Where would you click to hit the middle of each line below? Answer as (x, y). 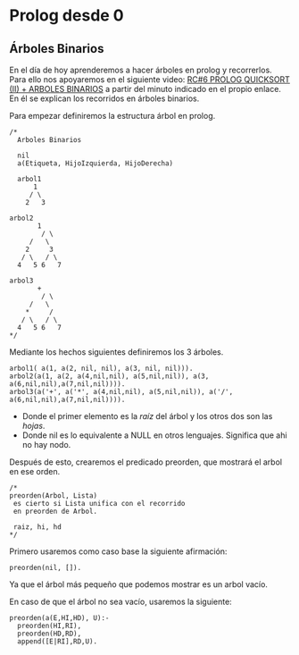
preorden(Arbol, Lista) (54, 496)
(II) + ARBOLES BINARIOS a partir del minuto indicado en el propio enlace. (145, 89)
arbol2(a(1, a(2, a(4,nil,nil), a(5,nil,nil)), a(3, (109, 376)
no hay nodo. (46, 445)
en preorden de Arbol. (55, 511)
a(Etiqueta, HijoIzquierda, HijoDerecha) (96, 164)
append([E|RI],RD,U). (58, 642)
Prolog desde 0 (66, 16)
